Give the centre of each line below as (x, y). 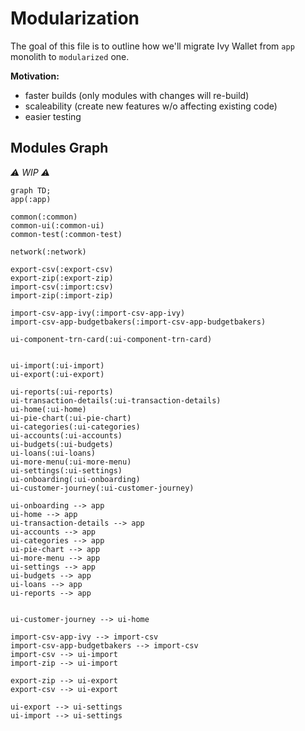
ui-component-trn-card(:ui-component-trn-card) (111, 339)
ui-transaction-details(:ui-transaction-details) (116, 400)
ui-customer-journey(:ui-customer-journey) (102, 488)
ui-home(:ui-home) (48, 409)
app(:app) (31, 199)
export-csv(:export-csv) (62, 269)
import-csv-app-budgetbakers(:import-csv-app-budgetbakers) (138, 322)
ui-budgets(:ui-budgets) (62, 444)
